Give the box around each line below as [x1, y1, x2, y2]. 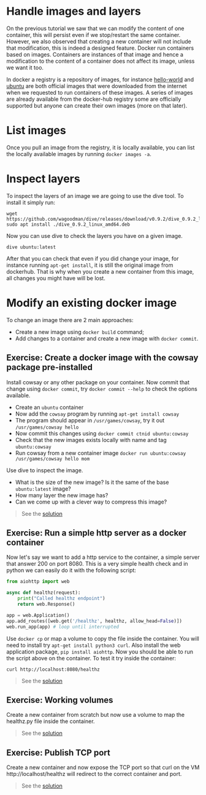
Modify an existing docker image [6, 296, 177, 310]
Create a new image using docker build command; [15, 328, 144, 336]
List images [6, 124, 66, 138]
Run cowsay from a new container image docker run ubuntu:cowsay [15, 449, 186, 456]
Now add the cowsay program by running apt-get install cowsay [15, 410, 180, 417]
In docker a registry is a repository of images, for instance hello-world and [6, 76, 194, 83]
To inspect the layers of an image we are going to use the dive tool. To [6, 192, 184, 199]
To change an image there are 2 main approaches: [6, 316, 134, 323]
